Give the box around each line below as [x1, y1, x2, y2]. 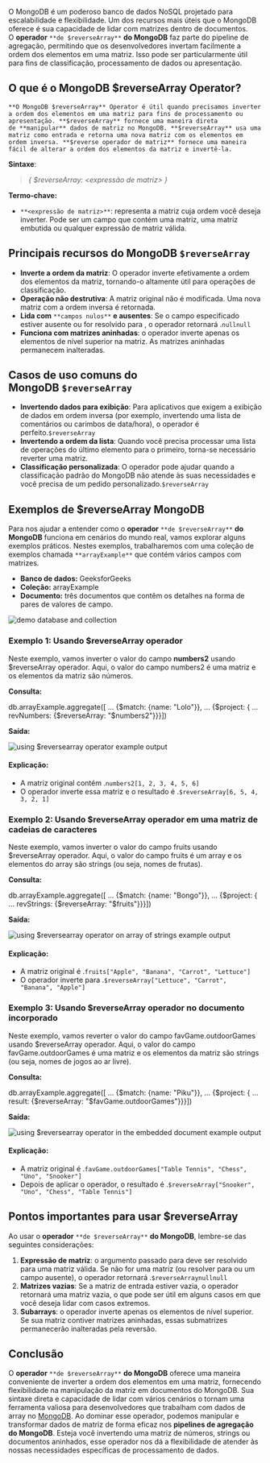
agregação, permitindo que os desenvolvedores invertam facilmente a [8, 41, 242, 51]
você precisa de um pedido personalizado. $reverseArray [19, 479, 210, 489]
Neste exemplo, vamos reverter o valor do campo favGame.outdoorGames [8, 1030, 256, 1040]
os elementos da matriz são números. [8, 670, 134, 680]
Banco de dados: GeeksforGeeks [19, 574, 131, 583]
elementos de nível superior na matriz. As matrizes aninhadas [19, 336, 226, 346]
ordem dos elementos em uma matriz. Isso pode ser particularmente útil [8, 50, 248, 59]
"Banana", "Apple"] [19, 984, 86, 992]
